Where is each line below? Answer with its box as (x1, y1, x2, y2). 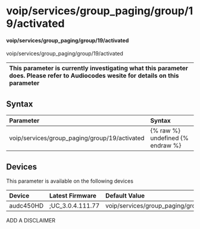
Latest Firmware (49, 192, 97, 200)
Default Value (105, 192, 145, 200)
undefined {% (150, 134, 189, 142)
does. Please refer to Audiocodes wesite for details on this (9, 71, 179, 80)
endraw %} (150, 142, 182, 150)
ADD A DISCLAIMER (6, 217, 55, 224)
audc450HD (9, 202, 43, 210)
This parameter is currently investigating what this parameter (9, 64, 189, 73)
